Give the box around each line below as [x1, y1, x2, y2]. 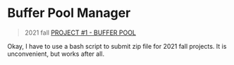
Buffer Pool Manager [7, 5, 131, 21]
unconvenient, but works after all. [7, 49, 104, 58]
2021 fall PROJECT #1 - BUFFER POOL [24, 28, 136, 37]
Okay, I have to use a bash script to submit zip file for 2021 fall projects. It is [7, 42, 227, 50]
